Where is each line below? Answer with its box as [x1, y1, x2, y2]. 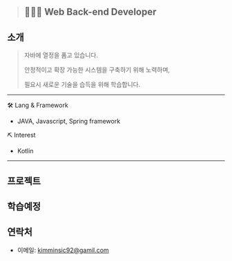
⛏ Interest [7, 131, 36, 139]
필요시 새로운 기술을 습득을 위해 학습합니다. [23, 80, 141, 89]
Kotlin [17, 147, 34, 155]
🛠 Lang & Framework [7, 101, 69, 110]
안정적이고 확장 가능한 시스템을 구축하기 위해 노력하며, [23, 66, 171, 74]
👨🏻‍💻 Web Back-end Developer [23, 6, 157, 18]
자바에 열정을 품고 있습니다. [23, 51, 99, 59]
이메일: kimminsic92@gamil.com [17, 246, 109, 254]
